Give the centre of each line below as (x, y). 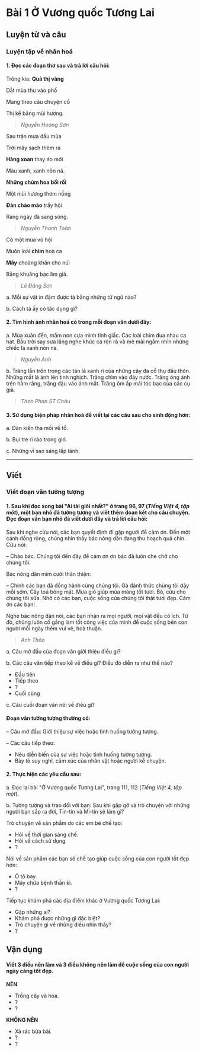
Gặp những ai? (33, 912)
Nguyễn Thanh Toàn (46, 228)
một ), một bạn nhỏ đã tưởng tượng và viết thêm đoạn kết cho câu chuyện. (98, 512)
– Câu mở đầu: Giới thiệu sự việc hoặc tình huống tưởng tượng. (82, 731)
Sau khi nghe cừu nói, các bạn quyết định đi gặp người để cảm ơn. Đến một (98, 532)
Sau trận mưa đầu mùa (34, 136)
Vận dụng (24, 950)
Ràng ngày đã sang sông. (37, 216)
